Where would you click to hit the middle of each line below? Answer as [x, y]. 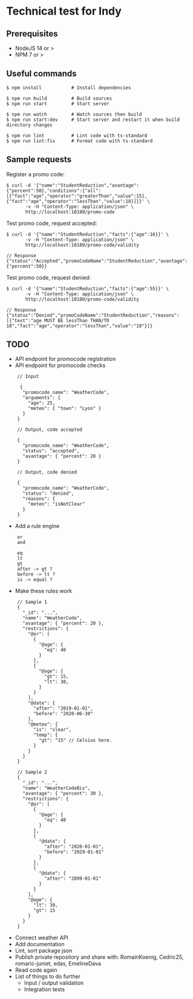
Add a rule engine [37, 526]
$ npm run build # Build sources [59, 98]
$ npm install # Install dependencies [69, 88]
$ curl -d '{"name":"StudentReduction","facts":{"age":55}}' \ [88, 289]
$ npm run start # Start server [58, 104]
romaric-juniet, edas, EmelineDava [58, 964]
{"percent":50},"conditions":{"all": [54, 191]
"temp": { [46, 735]
